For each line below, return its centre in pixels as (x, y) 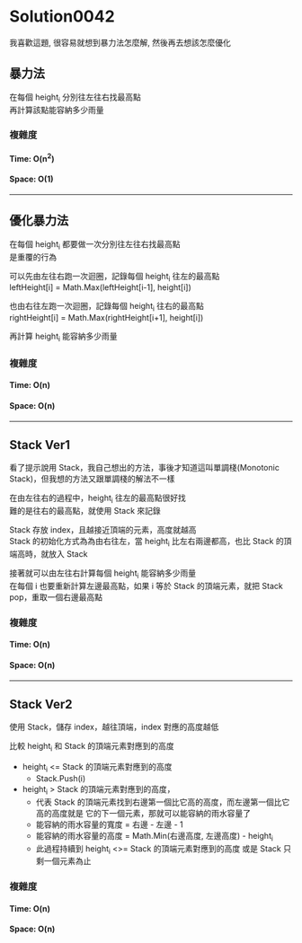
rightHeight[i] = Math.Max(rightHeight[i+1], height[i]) (107, 318)
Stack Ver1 (40, 445)
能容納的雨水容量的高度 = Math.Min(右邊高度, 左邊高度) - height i (155, 837)
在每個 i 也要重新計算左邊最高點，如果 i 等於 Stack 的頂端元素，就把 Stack (146, 586)
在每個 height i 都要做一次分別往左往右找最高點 (95, 245)
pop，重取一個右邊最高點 (56, 597)
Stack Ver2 (41, 704)
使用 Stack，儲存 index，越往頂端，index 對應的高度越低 (114, 727)
